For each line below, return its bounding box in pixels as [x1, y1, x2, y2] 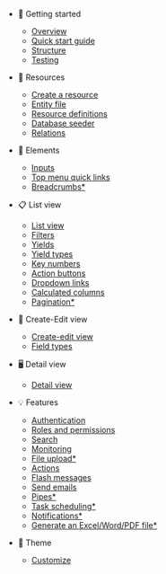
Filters [31, 230, 56, 240]
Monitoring [31, 444, 72, 454]
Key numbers [31, 259, 81, 269]
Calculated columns [31, 287, 105, 297]
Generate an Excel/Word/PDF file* [31, 520, 158, 530]
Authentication [31, 415, 86, 426]
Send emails [31, 481, 77, 492]
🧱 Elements [17, 145, 60, 155]
